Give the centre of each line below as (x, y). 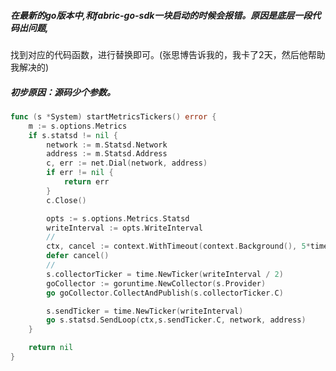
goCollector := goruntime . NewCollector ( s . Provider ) (156, 283)
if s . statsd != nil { (73, 135)
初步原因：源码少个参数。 (63, 92)
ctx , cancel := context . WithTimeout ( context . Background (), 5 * (178, 246)
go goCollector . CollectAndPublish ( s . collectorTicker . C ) (165, 293)
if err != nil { (80, 173)
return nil (51, 348)
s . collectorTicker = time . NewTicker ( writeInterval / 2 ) (165, 274)
